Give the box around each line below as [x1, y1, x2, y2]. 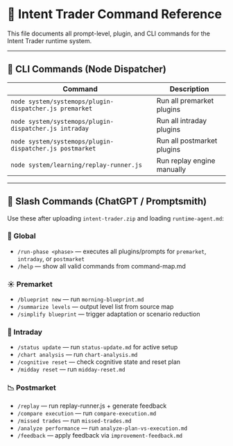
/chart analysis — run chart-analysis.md [17, 351, 138, 359]
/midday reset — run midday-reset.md [17, 365, 126, 374]
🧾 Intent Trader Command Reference [7, 6, 222, 22]
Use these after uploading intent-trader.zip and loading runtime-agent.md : [7, 214, 224, 222]
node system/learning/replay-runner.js [10, 161, 142, 169]
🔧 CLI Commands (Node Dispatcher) [7, 63, 166, 75]
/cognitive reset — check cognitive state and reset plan [17, 358, 181, 366]
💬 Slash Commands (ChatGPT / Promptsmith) [7, 196, 207, 207]
